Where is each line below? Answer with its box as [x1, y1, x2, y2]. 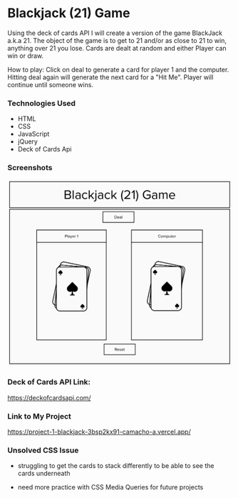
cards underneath [17, 469, 71, 478]
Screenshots [7, 163, 53, 173]
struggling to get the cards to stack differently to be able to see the [17, 462, 214, 470]
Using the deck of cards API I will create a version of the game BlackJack [7, 29, 223, 37]
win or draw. [7, 51, 44, 60]
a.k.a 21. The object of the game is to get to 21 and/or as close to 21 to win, [7, 36, 227, 44]
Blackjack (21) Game [7, 5, 130, 21]
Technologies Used [7, 98, 76, 108]
